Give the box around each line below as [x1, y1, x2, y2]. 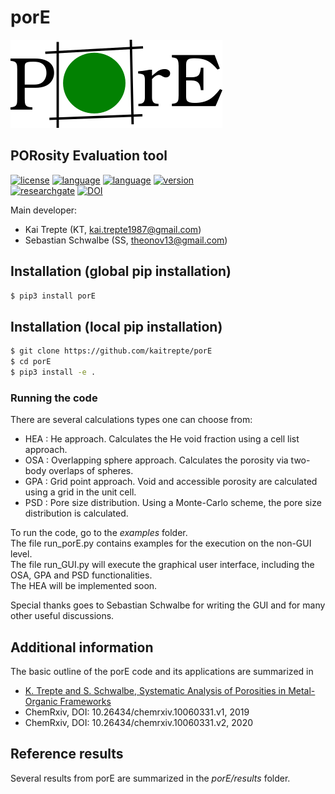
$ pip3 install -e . [10, 367, 97, 377]
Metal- [288, 684, 316, 696]
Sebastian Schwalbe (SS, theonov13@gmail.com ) [24, 234, 228, 246]
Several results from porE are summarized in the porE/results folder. [10, 772, 291, 784]
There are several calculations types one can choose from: [10, 414, 253, 426]
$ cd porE [10, 357, 52, 367]
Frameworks [59, 695, 112, 707]
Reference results [10, 746, 124, 763]
